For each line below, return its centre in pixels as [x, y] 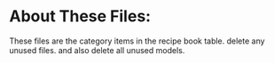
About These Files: [80, 16]
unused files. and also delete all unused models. [97, 50]
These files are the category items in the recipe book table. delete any [137, 41]
